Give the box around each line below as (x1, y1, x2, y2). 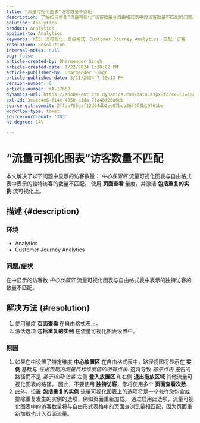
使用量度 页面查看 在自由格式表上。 (14, 320, 102, 327)
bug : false (6, 53, 33, 59)
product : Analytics (6, 25, 55, 31)
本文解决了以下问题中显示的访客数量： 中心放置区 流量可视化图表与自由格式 (6, 173, 192, 180)
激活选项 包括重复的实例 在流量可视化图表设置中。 (14, 327, 138, 334)
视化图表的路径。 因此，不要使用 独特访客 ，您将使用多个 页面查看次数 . (14, 381, 188, 388)
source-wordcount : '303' (6, 113, 68, 119)
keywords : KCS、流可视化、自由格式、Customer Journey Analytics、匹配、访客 (6, 36, 186, 42)
